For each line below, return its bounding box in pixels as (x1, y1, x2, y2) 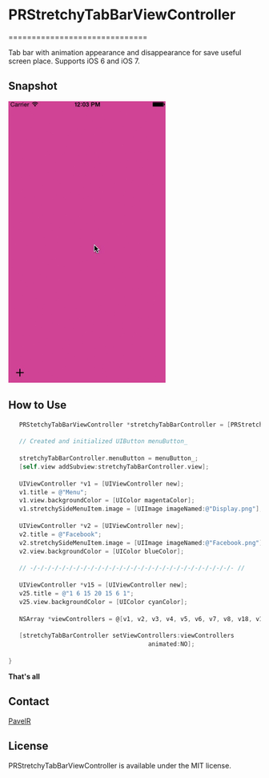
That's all (8, 671, 40, 681)
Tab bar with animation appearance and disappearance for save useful (8, 47, 242, 57)
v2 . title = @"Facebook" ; (18, 530, 102, 538)
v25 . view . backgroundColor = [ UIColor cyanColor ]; (18, 598, 188, 606)
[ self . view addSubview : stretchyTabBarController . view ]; (18, 462, 210, 470)
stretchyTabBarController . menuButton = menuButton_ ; (18, 454, 199, 462)
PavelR (8, 716, 31, 726)
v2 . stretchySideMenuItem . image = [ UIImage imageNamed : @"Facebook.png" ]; (18, 538, 267, 546)
